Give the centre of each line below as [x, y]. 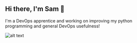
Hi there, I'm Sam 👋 [35, 9]
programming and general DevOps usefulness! [52, 26]
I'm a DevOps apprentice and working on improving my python [69, 21]
